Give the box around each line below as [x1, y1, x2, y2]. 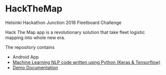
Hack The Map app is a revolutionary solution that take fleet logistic [5, 29, 145, 35]
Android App [12, 53, 39, 60]
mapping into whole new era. [5, 34, 65, 40]
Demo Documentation [12, 64, 58, 70]
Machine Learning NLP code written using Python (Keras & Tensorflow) [12, 59, 161, 65]
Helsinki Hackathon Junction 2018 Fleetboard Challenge [5, 19, 122, 25]
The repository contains [5, 44, 55, 50]
